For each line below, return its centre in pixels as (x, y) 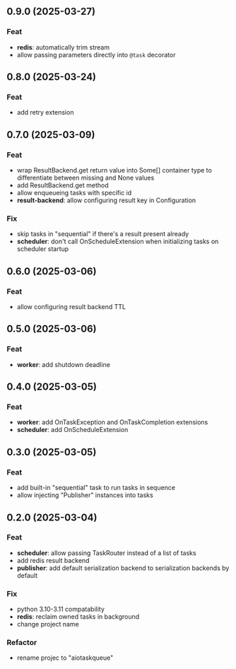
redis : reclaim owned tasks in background (78, 617)
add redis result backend (53, 560)
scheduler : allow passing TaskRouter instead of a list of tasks (106, 553)
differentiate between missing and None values (85, 178)
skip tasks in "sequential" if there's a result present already (103, 234)
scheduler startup (43, 249)
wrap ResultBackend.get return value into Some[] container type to (114, 170)
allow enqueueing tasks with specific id (74, 193)
